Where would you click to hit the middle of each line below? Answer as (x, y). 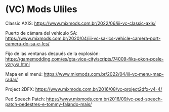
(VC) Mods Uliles (41, 9)
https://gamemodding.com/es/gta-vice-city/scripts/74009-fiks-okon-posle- (85, 59)
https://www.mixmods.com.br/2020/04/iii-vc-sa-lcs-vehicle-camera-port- (83, 38)
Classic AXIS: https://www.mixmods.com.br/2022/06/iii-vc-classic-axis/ (80, 23)
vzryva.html (18, 64)
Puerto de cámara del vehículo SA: (41, 33)
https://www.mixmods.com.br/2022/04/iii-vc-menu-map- (104, 74)
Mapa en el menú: (24, 74)
